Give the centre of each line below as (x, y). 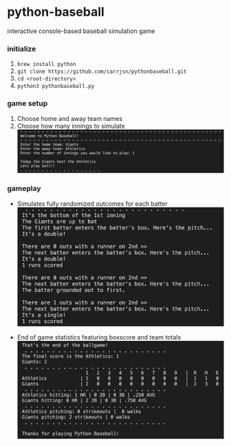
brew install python (46, 65)
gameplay (24, 188)
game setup (27, 104)
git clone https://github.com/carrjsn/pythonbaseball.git (102, 72)
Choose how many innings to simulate (71, 126)
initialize (22, 49)
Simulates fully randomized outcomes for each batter (92, 203)
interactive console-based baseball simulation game (81, 31)
